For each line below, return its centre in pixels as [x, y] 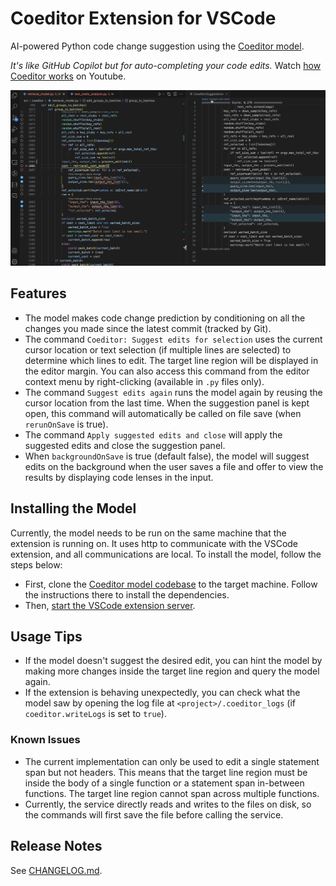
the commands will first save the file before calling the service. [154, 814]
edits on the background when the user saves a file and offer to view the [174, 466]
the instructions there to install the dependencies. [127, 594]
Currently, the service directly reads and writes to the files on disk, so [168, 804]
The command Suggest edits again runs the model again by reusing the [173, 392]
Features [38, 293]
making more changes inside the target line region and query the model [172, 671]
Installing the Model [73, 508]
